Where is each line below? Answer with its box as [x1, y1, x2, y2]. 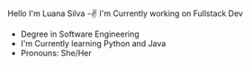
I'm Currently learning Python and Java [20, 38, 166, 48]
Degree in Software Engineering [20, 29, 139, 39]
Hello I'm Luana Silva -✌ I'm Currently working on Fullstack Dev [7, 8, 244, 19]
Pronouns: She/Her [20, 48, 93, 58]
